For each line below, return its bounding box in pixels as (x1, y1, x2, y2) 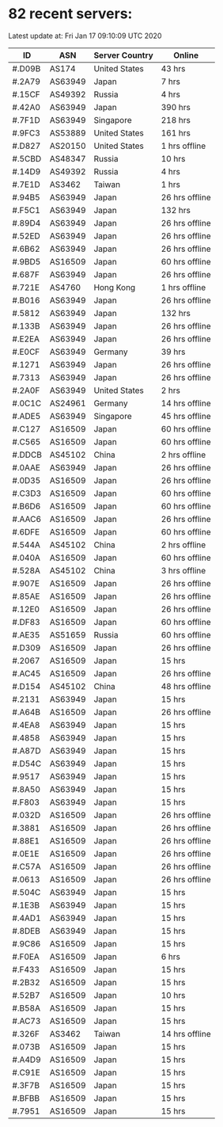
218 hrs (161, 114, 191, 125)
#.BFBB (12, 1092, 40, 1103)
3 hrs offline (161, 565, 206, 576)
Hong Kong (93, 282, 136, 293)
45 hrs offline (161, 410, 211, 421)
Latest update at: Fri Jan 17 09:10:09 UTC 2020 (8, 31, 162, 40)
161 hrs (161, 128, 191, 139)
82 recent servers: (8, 5, 133, 23)
